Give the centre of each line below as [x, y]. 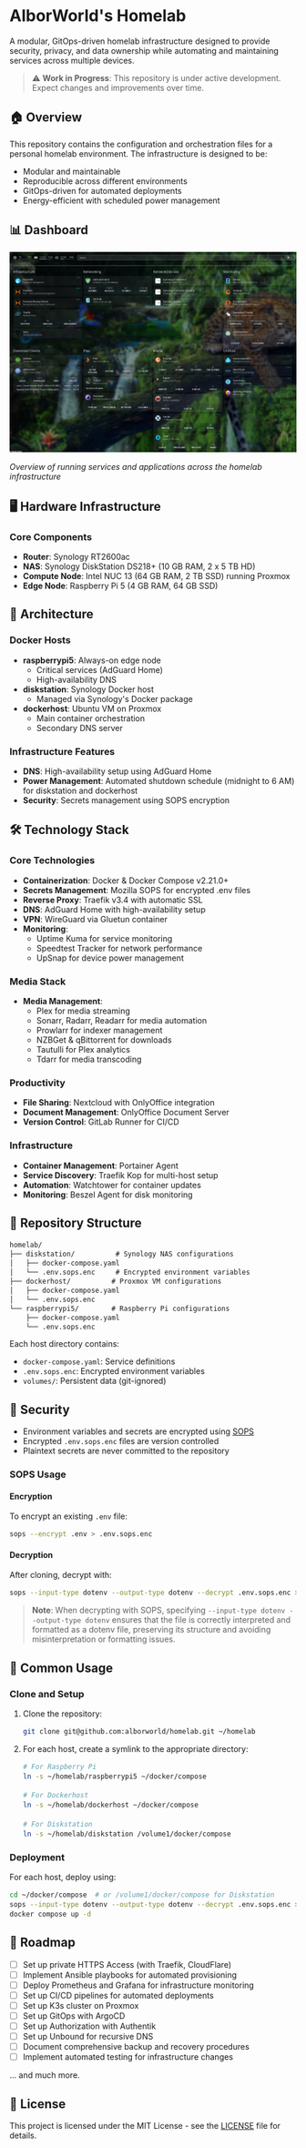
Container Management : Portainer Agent [101, 1166]
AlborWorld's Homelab [98, 16]
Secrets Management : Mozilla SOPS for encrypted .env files [137, 890]
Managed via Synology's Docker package [114, 698]
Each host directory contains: [65, 1344]
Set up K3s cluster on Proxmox [81, 2005]
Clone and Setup [47, 1694]
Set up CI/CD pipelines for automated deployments [118, 1995]
